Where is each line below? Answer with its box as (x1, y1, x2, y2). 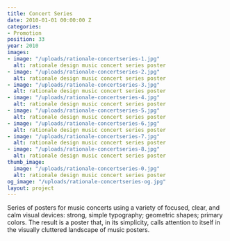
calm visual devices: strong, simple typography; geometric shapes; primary (7, 211, 223, 219)
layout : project (7, 185, 54, 192)
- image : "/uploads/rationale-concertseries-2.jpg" (7, 68, 160, 75)
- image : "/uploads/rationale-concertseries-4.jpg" (7, 94, 160, 101)
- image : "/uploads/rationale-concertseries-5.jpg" (7, 107, 160, 114)
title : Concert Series (7, 10, 73, 17)
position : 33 (7, 36, 45, 43)
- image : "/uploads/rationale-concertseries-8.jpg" (7, 146, 160, 153)
